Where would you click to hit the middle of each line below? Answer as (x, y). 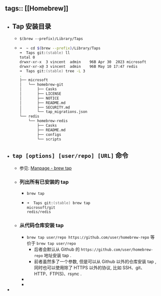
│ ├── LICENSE (40, 94)
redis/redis (39, 212)
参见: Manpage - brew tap (45, 168)
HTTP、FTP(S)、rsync (57, 274)
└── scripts (49, 139)
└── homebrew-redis (48, 121)
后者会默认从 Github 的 (57, 249)
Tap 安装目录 (31, 26)
